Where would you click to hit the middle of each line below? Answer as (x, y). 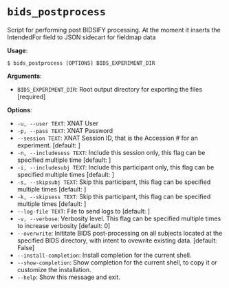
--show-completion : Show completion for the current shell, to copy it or (117, 262)
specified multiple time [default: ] (64, 160)
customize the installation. (54, 269)
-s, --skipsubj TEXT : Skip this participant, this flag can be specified (114, 182)
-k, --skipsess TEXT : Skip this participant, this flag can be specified (114, 196)
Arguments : (25, 76)
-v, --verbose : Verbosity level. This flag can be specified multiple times (119, 218)
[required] (31, 96)
